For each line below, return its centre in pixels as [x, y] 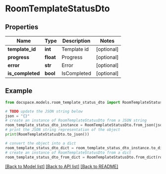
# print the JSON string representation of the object [63, 130]
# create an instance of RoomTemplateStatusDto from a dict [68, 152]
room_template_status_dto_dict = [40, 148]
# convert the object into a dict [41, 143]
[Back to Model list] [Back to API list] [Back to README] [62, 167]
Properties [22, 27]
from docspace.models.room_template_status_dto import [63, 102]
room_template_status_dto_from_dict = [45, 157]
